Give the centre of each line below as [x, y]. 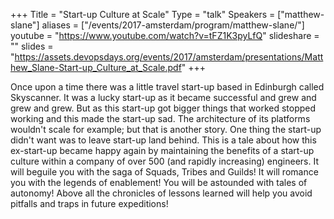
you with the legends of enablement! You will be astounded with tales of [159, 182]
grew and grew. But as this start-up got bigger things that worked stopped [163, 108]
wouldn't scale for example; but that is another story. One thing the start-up [166, 129]
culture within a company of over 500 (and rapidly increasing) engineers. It [164, 161]
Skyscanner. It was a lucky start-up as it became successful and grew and [163, 97]
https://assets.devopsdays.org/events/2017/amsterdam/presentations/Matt [169, 57]
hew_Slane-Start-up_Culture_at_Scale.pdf [96, 67]
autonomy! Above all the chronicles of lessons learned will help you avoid [161, 193]
